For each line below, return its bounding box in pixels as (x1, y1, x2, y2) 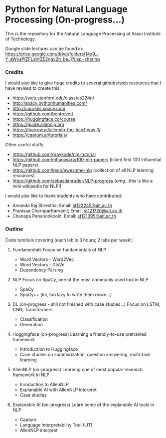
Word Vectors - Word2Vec (19, 256, 74, 262)
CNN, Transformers (12, 306, 53, 312)
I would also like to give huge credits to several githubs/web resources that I (5, 80, 162, 86)
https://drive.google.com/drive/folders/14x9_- (5, 51, 99, 57)
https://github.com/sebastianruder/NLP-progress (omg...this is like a (12, 178, 153, 184)
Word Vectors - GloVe (19, 261, 65, 267)
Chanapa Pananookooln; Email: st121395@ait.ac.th (12, 213, 116, 219)
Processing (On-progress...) (5, 14, 125, 25)
